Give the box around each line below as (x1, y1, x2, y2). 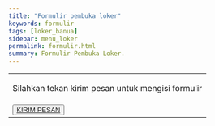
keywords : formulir (8, 20, 75, 28)
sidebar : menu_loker (8, 34, 79, 43)
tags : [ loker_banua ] (8, 27, 79, 35)
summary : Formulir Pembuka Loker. (8, 50, 126, 58)
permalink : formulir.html (8, 42, 96, 50)
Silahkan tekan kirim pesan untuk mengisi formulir (12, 83, 203, 93)
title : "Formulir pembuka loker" (8, 11, 122, 20)
